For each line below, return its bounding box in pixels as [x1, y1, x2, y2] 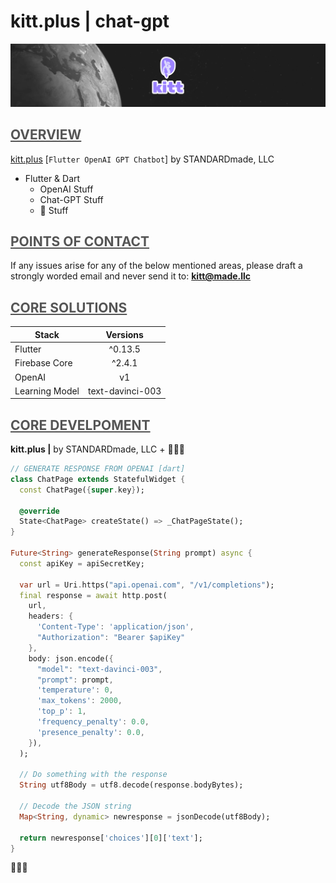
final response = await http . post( [19, 590, 168, 600]
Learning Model [14, 385, 80, 397]
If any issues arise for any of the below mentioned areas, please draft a [10, 260, 303, 272]
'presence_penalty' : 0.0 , [36, 727, 145, 737]
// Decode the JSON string [19, 801, 132, 812]
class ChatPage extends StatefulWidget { [10, 474, 186, 484]
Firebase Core [14, 357, 73, 369]
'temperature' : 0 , [36, 685, 114, 695]
